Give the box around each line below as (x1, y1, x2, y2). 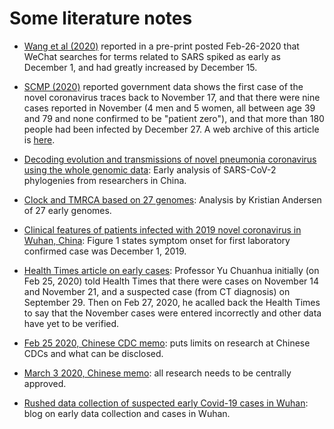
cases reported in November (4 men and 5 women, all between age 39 (23, 102, 316, 114)
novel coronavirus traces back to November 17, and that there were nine (23, 91, 321, 103)
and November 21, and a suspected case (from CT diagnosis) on (23, 285, 291, 297)
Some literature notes (9, 7, 193, 30)
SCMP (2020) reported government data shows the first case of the (23, 80, 304, 92)
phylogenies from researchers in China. (23, 174, 187, 186)
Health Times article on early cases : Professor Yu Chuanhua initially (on (23, 264, 320, 276)
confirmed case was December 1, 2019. (23, 245, 187, 257)
